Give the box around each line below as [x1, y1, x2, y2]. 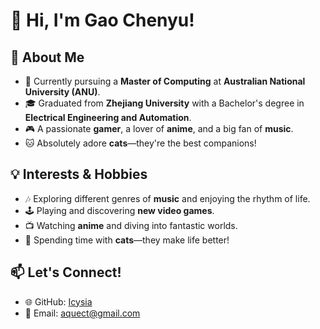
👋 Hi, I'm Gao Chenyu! [10, 9, 195, 32]
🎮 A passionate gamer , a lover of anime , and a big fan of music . [24, 123, 294, 134]
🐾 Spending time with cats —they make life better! [24, 234, 230, 246]
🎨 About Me [10, 49, 85, 66]
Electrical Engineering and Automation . [24, 112, 192, 123]
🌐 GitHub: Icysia [24, 295, 93, 308]
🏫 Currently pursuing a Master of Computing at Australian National [24, 75, 306, 87]
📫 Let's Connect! [10, 264, 122, 281]
